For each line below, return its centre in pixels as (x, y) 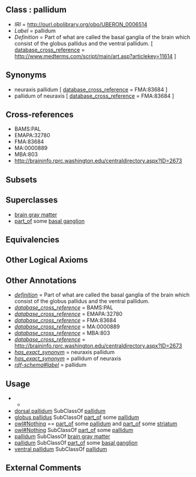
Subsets (21, 179)
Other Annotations (41, 280)
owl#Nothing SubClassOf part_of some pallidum (74, 430)
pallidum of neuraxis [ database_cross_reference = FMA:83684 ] (94, 96)
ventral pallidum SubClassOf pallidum (61, 449)
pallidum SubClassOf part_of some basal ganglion (76, 443)
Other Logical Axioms (47, 260)
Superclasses (32, 200)
